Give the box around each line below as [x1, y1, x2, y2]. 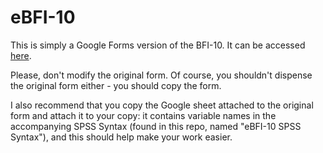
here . [10, 49, 32, 61]
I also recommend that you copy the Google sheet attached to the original [10, 99, 314, 111]
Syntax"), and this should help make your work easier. [10, 131, 233, 143]
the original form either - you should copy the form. [10, 79, 222, 91]
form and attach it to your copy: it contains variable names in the [10, 109, 277, 121]
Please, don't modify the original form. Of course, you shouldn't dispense [10, 69, 313, 81]
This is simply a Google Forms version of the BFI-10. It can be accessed [10, 39, 306, 51]
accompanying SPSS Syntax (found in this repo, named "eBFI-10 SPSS [10, 120, 302, 132]
